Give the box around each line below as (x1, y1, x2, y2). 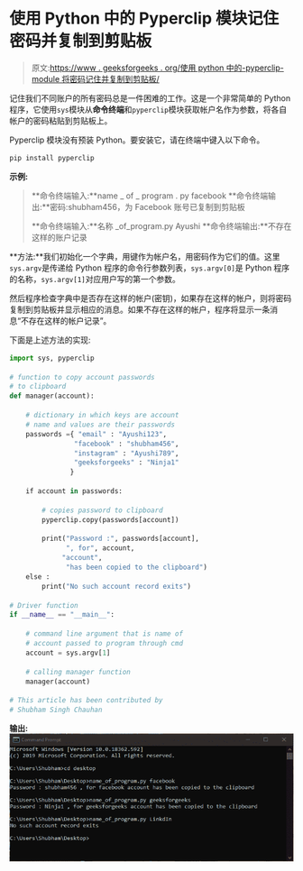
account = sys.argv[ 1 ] (25, 648, 111, 657)
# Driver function (9, 601, 78, 610)
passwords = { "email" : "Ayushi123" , (25, 429, 168, 438)
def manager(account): (9, 391, 95, 401)
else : (25, 572, 50, 582)
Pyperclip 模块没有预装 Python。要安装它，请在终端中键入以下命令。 (9, 134, 265, 145)
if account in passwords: (25, 487, 124, 496)
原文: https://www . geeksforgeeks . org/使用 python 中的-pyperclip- (31, 62, 284, 73)
